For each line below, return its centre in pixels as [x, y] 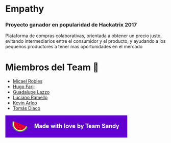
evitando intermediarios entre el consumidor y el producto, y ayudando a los [86, 41]
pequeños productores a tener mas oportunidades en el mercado [74, 47]
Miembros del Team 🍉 [52, 67]
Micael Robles [28, 81]
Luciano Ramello [30, 98]
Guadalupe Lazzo [31, 92]
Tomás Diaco [27, 108]
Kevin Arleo [25, 103]
